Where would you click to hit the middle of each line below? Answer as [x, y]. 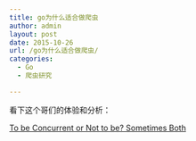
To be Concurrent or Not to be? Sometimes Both [98, 128]
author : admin [36, 26]
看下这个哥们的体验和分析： [60, 110]
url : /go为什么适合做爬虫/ [54, 51]
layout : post [33, 34]
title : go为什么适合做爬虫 [54, 17]
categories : [31, 59]
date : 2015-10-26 [41, 42]
